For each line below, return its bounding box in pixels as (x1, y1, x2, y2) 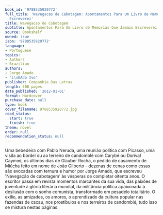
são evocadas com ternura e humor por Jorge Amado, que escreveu (5, 168, 142, 174)
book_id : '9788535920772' (5, 7, 57, 12)
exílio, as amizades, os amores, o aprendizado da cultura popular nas (5, 194, 144, 200)
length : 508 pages (5, 84, 42, 89)
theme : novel (5, 125, 32, 130)
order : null (5, 130, 29, 135)
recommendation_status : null (5, 134, 64, 139)
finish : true (9, 120, 36, 125)
